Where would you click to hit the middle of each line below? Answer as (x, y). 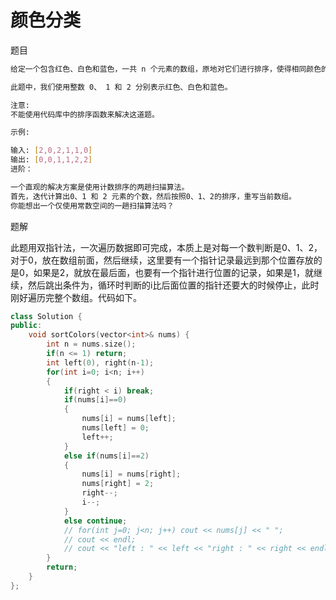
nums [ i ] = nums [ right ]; (131, 474)
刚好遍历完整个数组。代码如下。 (76, 297)
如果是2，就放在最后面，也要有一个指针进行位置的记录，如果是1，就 (174, 272)
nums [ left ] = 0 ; (115, 428)
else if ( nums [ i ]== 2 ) (106, 456)
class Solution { (46, 316)
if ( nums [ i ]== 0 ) (95, 400)
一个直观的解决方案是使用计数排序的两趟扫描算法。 (100, 187)
